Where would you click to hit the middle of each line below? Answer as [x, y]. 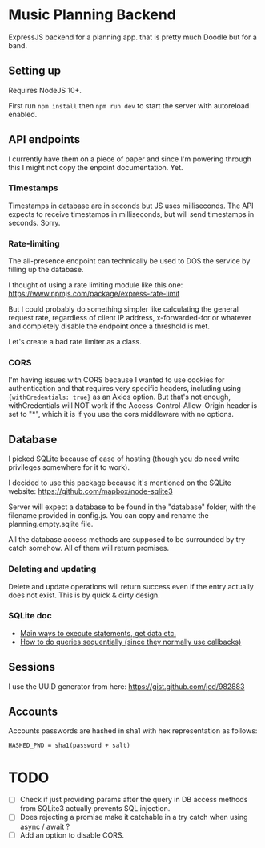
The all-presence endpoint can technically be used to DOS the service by [129, 261]
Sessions [32, 667]
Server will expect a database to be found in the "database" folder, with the [132, 507]
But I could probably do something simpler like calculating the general [123, 309]
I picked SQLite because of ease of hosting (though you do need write [124, 459]
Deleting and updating [52, 569]
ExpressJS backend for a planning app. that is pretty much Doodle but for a [133, 37]
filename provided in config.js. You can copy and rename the [109, 516]
